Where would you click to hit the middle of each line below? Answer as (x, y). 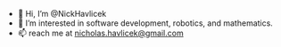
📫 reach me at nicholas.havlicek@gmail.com (101, 33)
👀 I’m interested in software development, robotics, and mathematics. (145, 23)
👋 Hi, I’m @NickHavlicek (62, 14)
